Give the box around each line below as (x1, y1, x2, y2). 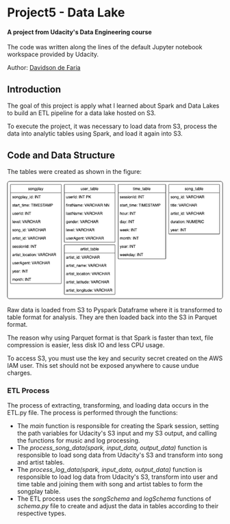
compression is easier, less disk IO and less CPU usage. (7, 340, 165, 349)
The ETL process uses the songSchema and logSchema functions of (16, 495, 212, 503)
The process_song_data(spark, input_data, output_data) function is (16, 443, 207, 451)
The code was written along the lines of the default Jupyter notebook (7, 43, 203, 51)
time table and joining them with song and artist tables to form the (16, 479, 203, 488)
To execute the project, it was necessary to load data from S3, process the (7, 122, 218, 131)
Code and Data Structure (7, 149, 115, 161)
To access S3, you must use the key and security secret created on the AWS (7, 354, 223, 362)
